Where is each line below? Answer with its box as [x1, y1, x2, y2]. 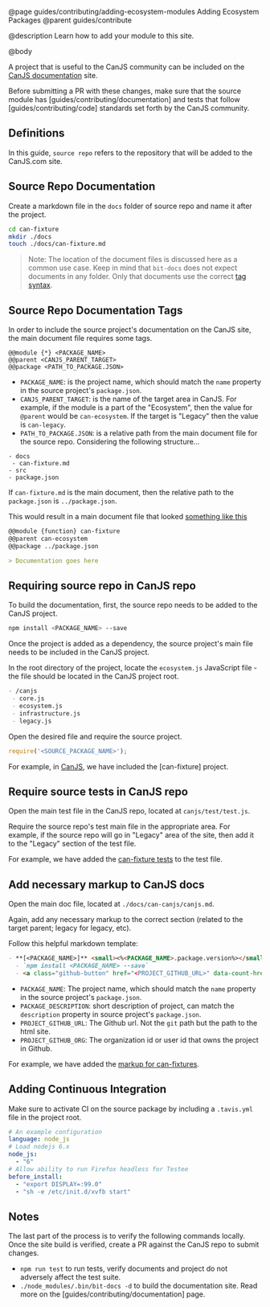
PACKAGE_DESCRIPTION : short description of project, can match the [19, 1001, 235, 1010]
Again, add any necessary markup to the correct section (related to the [8, 915, 243, 924]
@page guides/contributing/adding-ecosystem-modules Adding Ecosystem [8, 7, 260, 16]
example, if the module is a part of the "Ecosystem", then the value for [19, 403, 253, 412]
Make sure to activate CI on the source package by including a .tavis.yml [8, 1104, 253, 1113]
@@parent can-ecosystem [8, 535, 88, 543]
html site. [19, 1026, 51, 1036]
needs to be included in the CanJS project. [8, 647, 150, 658]
